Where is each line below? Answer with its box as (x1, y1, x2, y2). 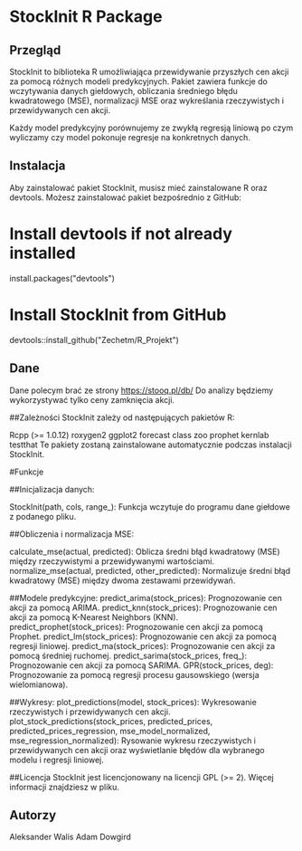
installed (9, 243, 76, 263)
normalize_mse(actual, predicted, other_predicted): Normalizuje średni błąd (9, 565, 291, 576)
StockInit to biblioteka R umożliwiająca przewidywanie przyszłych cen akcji (9, 66, 289, 77)
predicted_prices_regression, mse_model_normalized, (9, 725, 211, 736)
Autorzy (9, 808, 57, 823)
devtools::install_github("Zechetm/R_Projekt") (9, 334, 179, 345)
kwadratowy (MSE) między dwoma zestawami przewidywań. (9, 575, 236, 586)
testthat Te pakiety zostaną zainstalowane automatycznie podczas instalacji (9, 439, 292, 450)
